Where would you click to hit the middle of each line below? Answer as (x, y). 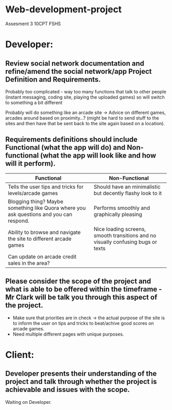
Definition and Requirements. (53, 79)
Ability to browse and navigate (44, 232)
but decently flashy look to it (128, 193)
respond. (19, 221)
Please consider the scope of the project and (78, 281)
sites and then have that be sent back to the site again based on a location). (85, 123)
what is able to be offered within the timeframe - (84, 289)
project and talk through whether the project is (81, 382)
